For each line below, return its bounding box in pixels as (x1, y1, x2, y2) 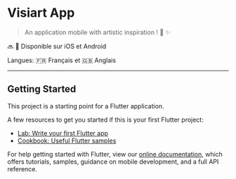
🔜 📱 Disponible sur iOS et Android (7, 42, 107, 50)
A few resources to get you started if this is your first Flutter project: (7, 115, 204, 124)
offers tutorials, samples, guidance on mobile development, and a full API (7, 157, 219, 166)
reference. (7, 164, 37, 173)
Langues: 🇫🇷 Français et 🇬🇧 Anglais (7, 56, 117, 64)
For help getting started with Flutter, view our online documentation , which (7, 150, 223, 158)
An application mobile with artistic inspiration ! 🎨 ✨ (24, 28, 171, 36)
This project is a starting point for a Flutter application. (7, 101, 164, 110)
